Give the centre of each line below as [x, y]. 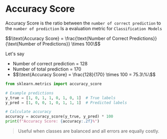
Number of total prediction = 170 [47, 69]
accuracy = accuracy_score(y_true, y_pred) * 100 [59, 117]
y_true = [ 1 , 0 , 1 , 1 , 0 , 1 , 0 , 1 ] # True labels [60, 98]
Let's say [15, 54]
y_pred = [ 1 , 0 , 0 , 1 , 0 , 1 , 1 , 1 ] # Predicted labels [66, 103]
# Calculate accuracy [28, 112]
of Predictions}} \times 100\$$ [69, 43]
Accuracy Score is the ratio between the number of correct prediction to [83, 23]
